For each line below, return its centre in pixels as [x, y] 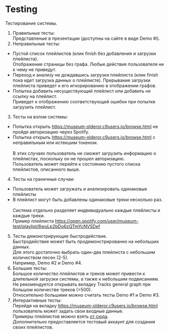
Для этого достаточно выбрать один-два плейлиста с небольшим [84, 252]
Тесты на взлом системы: [40, 116]
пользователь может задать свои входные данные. [68, 311]
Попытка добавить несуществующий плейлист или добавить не [82, 91]
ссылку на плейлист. [35, 96]
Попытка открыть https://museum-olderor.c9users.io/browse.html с [84, 137]
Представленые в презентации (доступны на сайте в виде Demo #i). [86, 38]
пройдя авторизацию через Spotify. [51, 131]
